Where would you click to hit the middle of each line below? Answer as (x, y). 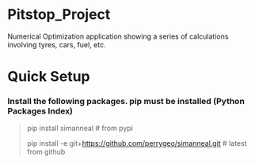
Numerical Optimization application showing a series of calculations (118, 36)
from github (46, 152)
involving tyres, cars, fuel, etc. (57, 44)
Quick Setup (49, 77)
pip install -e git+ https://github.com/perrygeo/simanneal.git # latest (137, 143)
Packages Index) (40, 111)
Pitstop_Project (59, 15)
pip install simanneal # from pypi (80, 129)
